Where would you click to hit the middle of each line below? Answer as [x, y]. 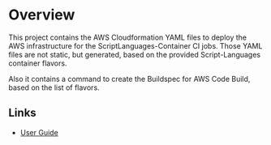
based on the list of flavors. [54, 87]
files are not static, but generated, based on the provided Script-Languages [135, 54]
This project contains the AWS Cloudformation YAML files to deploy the [128, 37]
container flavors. [38, 63]
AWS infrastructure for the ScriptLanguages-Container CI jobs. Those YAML [135, 45]
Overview [42, 15]
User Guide [39, 132]
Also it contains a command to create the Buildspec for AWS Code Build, [129, 79]
